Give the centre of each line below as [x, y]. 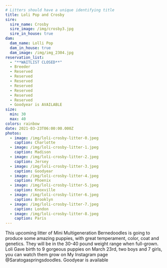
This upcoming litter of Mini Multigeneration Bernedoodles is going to [78, 233]
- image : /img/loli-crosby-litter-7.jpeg [54, 204]
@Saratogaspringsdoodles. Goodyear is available [57, 260]
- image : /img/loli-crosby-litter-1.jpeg [54, 148]
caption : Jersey [32, 162]
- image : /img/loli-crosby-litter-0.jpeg [54, 138]
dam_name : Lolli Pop [31, 43]
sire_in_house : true [31, 34]
